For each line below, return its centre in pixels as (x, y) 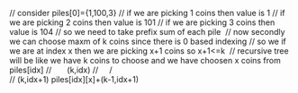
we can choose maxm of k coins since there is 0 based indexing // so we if (148, 41)
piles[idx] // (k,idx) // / (61, 70)
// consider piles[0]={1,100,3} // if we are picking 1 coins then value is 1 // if (147, 13)
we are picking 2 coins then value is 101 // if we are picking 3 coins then (142, 22)
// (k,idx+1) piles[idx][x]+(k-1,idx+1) (74, 79)
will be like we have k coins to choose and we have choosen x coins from (145, 60)
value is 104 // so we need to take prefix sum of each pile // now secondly (147, 32)
